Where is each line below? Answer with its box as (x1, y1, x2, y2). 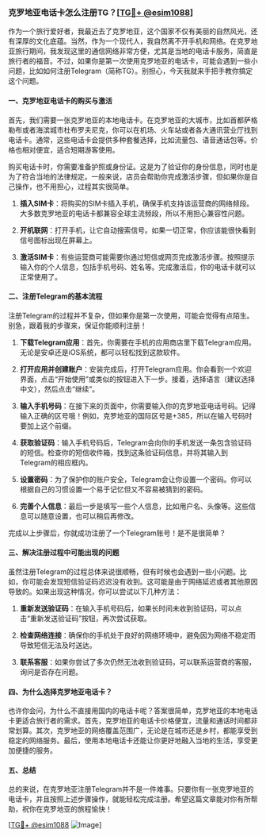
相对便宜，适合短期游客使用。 (21, 145, 120, 154)
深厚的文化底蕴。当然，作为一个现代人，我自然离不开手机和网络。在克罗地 (14, 37, 258, 46)
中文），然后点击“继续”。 (19, 384, 100, 394)
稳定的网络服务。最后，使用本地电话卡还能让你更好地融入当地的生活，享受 (8, 736, 251, 746)
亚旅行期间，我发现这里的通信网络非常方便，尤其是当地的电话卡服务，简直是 (8, 46, 258, 56)
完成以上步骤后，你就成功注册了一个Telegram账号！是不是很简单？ (8, 528, 226, 538)
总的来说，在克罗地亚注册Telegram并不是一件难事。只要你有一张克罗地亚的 (8, 785, 254, 794)
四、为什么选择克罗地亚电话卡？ (8, 687, 112, 696)
